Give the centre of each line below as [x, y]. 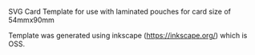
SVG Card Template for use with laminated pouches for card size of [119, 12]
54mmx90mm [31, 20]
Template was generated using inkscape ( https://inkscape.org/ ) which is [128, 35]
